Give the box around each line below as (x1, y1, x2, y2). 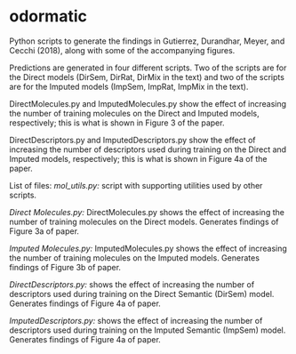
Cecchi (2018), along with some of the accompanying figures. (9, 44, 236, 55)
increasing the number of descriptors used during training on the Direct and (9, 144, 287, 155)
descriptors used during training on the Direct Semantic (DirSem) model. (9, 288, 275, 299)
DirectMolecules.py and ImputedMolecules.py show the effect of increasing (9, 98, 287, 109)
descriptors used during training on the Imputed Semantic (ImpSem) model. (9, 325, 286, 335)
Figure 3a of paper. (9, 225, 80, 237)
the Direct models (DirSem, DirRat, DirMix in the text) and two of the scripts (9, 71, 284, 82)
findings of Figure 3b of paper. (9, 261, 122, 272)
